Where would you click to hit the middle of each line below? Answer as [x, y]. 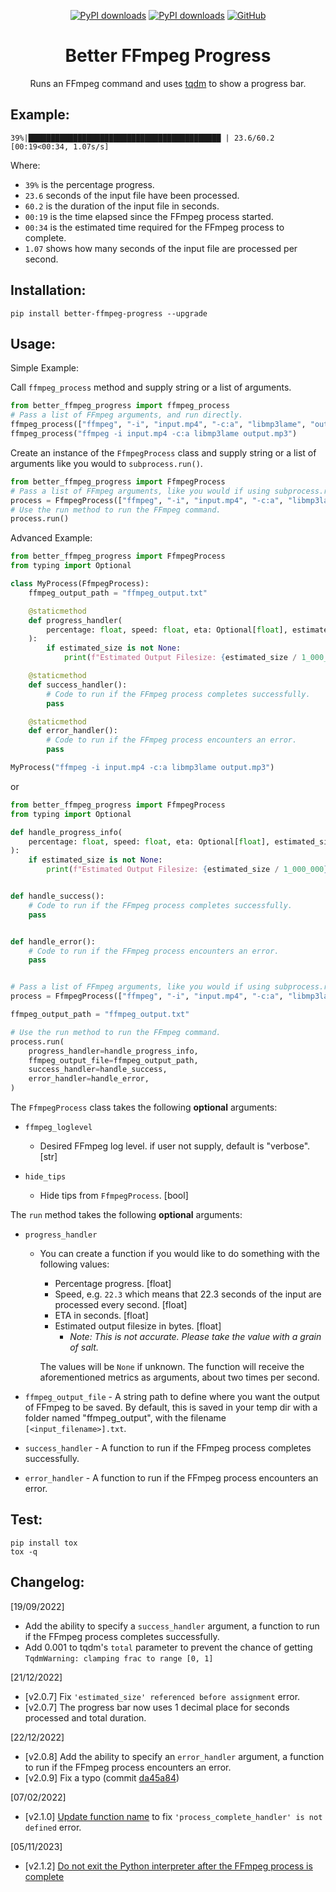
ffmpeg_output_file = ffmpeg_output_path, [113, 1060]
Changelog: [47, 1582]
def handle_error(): [53, 941]
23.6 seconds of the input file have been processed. [132, 195]
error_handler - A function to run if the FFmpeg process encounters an [171, 1478]
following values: [74, 1264]
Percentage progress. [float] [113, 1283]
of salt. [84, 1347]
